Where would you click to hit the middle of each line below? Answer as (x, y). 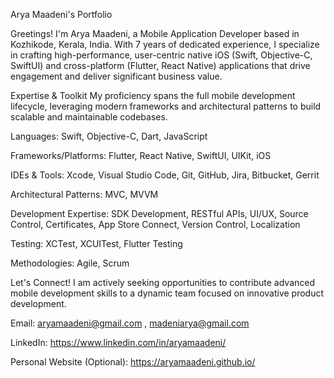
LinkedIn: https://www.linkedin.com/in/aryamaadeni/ (118, 342)
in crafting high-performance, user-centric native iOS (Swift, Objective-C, (161, 55)
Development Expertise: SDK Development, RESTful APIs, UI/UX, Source (159, 213)
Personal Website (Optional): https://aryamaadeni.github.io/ (133, 362)
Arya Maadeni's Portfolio (61, 14)
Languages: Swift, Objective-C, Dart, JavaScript (109, 136)
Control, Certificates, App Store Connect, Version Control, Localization (155, 224)
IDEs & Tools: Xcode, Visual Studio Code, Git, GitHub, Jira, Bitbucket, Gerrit (165, 175)
